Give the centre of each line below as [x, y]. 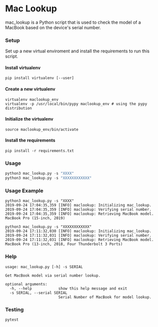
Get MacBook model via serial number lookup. [53, 275]
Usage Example [24, 191]
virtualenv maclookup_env [32, 99]
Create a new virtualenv [30, 89]
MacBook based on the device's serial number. [53, 27]
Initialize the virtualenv [29, 119]
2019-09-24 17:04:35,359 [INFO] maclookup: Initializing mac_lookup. [79, 205]
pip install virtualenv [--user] [40, 78]
